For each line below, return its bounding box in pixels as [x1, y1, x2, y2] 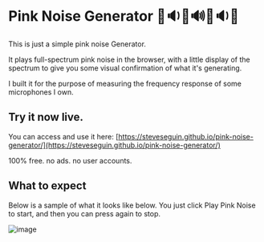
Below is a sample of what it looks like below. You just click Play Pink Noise [8, 200, 256, 210]
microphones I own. [8, 87, 74, 97]
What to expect [8, 179, 87, 193]
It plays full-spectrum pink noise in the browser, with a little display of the [8, 54, 250, 64]
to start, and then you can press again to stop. [8, 208, 161, 218]
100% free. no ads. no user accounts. [8, 155, 132, 165]
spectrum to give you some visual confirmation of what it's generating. [8, 63, 242, 73]
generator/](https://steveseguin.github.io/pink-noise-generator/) [8, 140, 221, 150]
